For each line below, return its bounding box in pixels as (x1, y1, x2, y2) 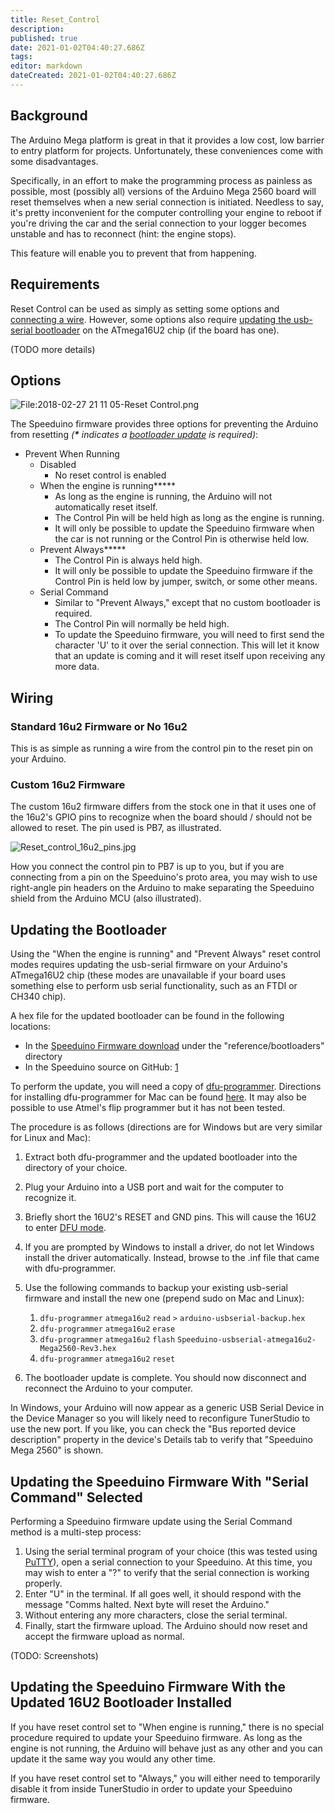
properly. (24, 1577, 63, 1589)
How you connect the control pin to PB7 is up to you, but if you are (10, 861, 285, 873)
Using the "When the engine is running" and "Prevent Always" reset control (10, 948, 321, 960)
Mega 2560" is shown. (10, 1444, 104, 1456)
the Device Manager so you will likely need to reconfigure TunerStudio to (10, 1412, 311, 1425)
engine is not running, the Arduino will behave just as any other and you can (10, 1742, 323, 1754)
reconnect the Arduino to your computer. (24, 1382, 193, 1395)
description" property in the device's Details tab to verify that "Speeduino (10, 1434, 313, 1446)
